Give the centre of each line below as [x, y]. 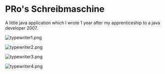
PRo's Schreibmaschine [55, 9]
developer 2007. [22, 28]
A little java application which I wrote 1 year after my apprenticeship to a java [82, 23]
